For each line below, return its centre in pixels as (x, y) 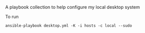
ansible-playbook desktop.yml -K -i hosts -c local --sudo (69, 26)
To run (12, 16)
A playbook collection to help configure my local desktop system (73, 7)
